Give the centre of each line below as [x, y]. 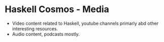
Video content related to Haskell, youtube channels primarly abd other [85, 23]
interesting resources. [35, 28]
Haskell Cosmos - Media [57, 9]
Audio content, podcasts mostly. [46, 34]
